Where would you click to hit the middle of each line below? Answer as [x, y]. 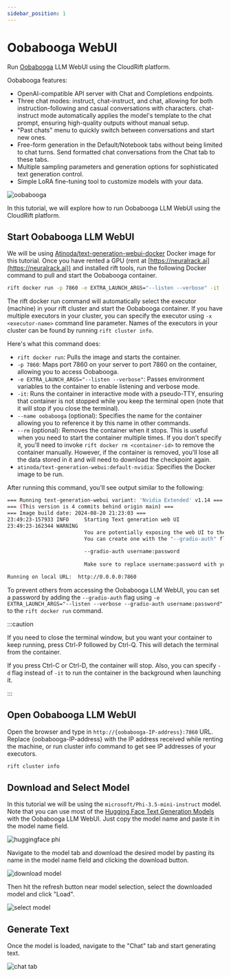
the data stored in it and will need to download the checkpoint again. [114, 460]
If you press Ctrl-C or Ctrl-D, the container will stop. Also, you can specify [112, 665]
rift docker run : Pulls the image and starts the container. [99, 357]
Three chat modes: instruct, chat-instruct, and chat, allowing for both [115, 101]
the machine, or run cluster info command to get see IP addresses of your [112, 746]
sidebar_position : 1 [37, 13]
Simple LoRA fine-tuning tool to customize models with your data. [110, 181]
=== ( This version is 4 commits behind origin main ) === [90, 507]
